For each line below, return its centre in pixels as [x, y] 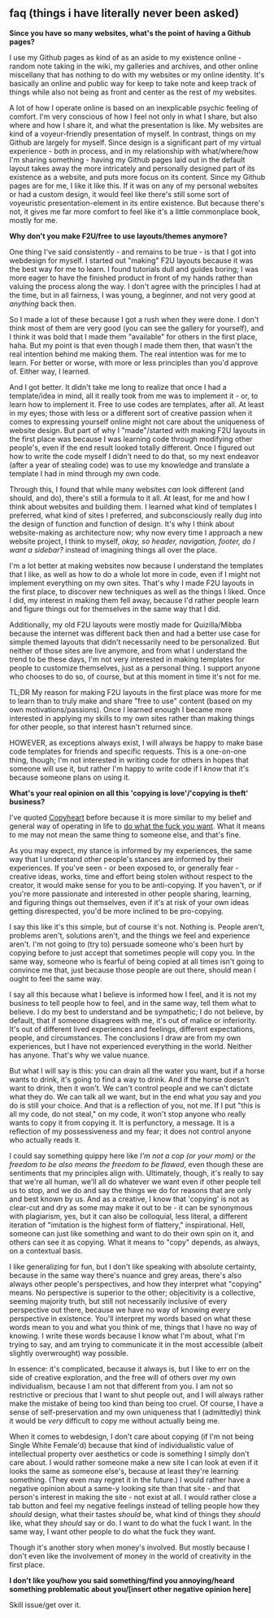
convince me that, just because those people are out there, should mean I [133, 970]
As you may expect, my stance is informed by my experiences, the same [131, 851]
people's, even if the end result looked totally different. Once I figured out [132, 448]
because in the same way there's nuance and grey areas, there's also [126, 1275]
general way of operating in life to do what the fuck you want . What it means [137, 826]
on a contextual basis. [46, 1251]
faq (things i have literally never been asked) [124, 13]
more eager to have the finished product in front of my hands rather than [131, 278]
